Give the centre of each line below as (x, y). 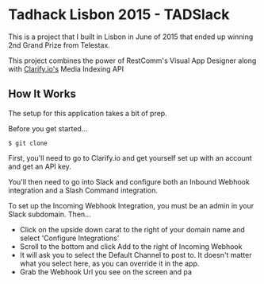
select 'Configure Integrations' (69, 238)
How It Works (42, 94)
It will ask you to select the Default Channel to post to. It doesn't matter (136, 255)
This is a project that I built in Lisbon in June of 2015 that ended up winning (131, 37)
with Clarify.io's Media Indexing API (66, 68)
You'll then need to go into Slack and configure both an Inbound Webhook (129, 181)
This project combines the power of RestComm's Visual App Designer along (132, 60)
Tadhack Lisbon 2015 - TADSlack (119, 15)
